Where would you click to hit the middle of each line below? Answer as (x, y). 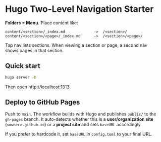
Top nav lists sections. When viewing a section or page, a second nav (76, 45)
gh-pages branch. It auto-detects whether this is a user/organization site (79, 119)
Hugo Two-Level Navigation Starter (80, 9)
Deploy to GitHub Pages (43, 102)
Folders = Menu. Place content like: (42, 23)
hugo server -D (21, 77)
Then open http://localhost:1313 (37, 87)
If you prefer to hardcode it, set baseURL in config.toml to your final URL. (79, 134)
